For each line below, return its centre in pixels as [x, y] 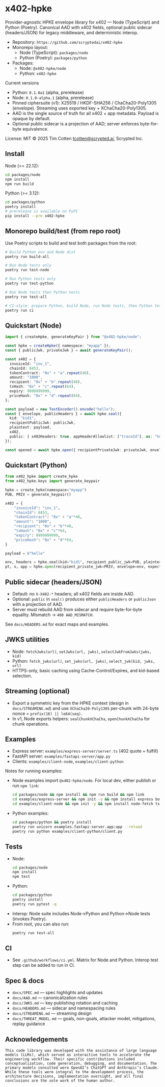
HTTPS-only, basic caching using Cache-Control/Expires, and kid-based [86, 670]
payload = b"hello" [25, 553]
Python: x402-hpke [38, 73]
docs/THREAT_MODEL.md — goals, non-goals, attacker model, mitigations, [84, 1019]
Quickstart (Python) [36, 465]
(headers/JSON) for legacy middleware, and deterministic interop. [72, 32]
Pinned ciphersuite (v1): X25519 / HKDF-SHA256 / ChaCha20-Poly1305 [84, 103]
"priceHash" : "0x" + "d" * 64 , [44, 540]
